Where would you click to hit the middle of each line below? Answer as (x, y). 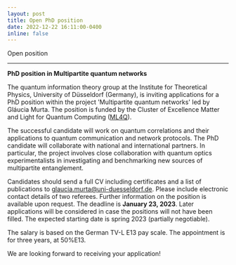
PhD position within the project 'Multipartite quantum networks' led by (109, 102)
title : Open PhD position (45, 20)
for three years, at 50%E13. (47, 240)
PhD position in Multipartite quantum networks (77, 74)
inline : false (28, 33)
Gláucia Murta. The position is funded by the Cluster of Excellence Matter (113, 110)
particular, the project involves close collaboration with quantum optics (110, 153)
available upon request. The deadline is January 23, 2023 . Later (101, 204)
